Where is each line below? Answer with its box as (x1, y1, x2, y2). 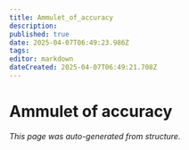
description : (9, 21, 58, 30)
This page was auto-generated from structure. (9, 130, 181, 141)
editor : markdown (9, 54, 74, 63)
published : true (9, 29, 70, 38)
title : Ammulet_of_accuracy (9, 12, 114, 22)
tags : (9, 46, 29, 55)
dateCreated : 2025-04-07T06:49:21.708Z (9, 63, 158, 72)
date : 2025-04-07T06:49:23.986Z (9, 37, 129, 47)
